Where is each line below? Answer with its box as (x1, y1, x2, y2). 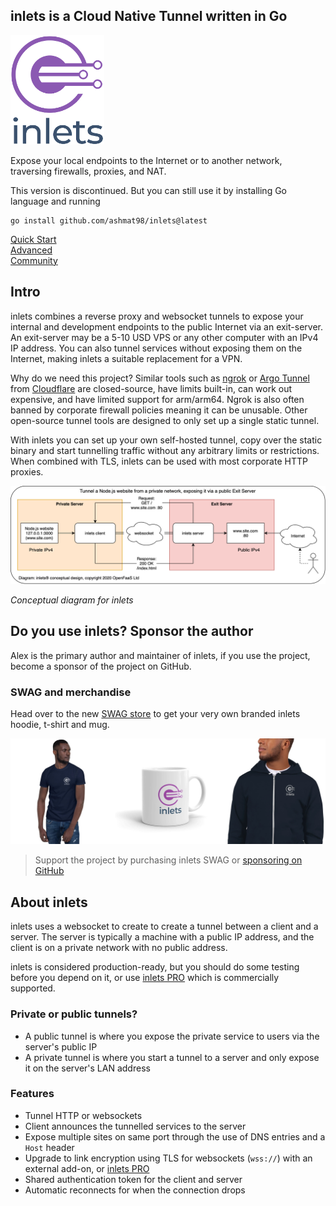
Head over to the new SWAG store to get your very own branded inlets (10, 708, 301, 720)
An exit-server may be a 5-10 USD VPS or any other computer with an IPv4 (10, 331, 319, 343)
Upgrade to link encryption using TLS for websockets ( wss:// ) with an (24, 1152, 313, 1164)
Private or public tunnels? (10, 1007, 138, 1021)
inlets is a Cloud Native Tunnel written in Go (10, 8, 288, 25)
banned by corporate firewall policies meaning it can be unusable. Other (10, 404, 308, 416)
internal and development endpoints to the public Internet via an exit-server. (10, 320, 323, 333)
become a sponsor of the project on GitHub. (10, 660, 192, 672)
